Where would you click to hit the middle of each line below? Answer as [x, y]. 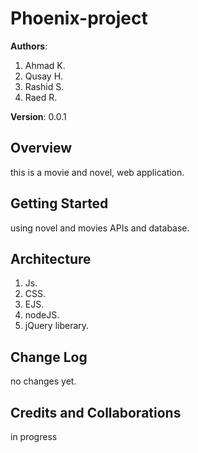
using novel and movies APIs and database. [100, 228]
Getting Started [59, 203]
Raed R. [41, 97]
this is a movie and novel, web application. [97, 172]
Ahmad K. [45, 65]
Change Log [49, 357]
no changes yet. [43, 381]
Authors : [29, 46]
